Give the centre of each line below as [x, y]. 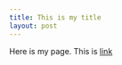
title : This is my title [55, 17]
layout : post [33, 26]
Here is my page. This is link [61, 51]
